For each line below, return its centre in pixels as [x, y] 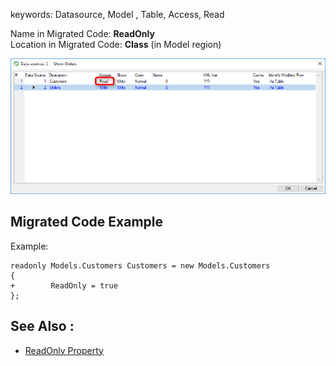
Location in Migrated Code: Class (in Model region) [116, 44]
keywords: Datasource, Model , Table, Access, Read [117, 14]
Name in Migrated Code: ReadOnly [82, 33]
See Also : [42, 326]
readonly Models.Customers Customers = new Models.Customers [140, 265]
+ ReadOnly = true [64, 285]
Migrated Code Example [87, 222]
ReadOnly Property [64, 350]
